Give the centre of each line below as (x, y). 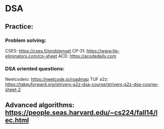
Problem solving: (26, 40)
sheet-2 (13, 90)
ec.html (17, 120)
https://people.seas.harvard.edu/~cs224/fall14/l (81, 112)
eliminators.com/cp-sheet (31, 56)
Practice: (19, 27)
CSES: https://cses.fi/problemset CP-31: (45, 51)
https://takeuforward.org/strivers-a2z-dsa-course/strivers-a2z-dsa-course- (82, 84)
